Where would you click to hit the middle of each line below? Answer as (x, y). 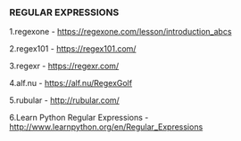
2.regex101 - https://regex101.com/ (73, 49)
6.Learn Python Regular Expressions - (79, 118)
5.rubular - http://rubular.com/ (65, 100)
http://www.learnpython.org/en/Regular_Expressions (106, 127)
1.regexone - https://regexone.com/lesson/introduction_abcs (120, 32)
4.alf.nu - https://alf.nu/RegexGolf (71, 83)
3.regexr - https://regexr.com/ (64, 66)
